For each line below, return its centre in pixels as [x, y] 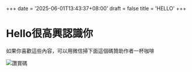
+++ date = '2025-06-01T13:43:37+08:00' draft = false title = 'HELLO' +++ [96, 8]
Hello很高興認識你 [50, 34]
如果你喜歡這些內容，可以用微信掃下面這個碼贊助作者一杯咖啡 [80, 51]
